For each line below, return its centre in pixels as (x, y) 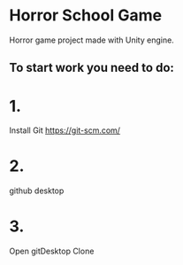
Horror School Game (85, 16)
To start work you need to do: (92, 68)
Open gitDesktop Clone (52, 251)
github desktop (37, 191)
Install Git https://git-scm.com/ (65, 130)
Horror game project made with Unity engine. (91, 40)
